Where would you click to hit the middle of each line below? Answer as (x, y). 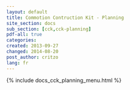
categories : (21, 40)
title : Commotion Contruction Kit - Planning (65, 18)
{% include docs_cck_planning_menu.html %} (64, 80)
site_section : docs (31, 23)
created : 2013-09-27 (33, 46)
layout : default (27, 12)
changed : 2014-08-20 (33, 52)
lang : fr (17, 63)
